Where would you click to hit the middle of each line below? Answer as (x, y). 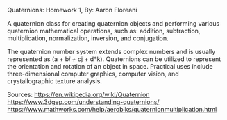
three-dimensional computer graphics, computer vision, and (93, 74)
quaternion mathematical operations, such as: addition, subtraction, (104, 31)
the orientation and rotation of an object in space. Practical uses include (110, 66)
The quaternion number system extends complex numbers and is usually (111, 52)
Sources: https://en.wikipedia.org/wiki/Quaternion (79, 94)
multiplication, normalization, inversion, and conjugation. (88, 38)
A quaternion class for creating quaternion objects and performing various (113, 23)
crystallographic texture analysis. (55, 81)
